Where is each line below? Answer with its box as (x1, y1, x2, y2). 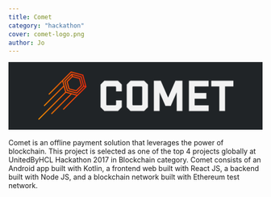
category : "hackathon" (8, 21, 85, 30)
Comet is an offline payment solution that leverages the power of (8, 138, 224, 148)
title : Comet (8, 13, 52, 21)
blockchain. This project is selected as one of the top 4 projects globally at (8, 146, 256, 157)
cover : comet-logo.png (8, 30, 85, 38)
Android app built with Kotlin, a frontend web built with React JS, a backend (8, 164, 260, 174)
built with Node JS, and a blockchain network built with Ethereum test (8, 172, 240, 182)
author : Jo (8, 39, 45, 47)
